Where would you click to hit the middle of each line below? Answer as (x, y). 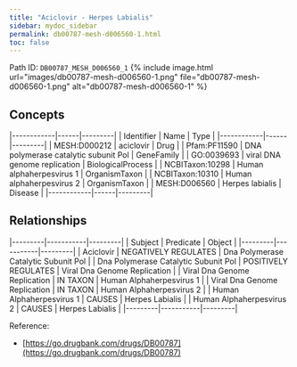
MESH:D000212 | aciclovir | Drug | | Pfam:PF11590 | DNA (157, 146)
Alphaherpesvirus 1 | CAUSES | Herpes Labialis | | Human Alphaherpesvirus (148, 298)
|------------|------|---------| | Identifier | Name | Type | (112, 136)
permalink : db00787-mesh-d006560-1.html (86, 34)
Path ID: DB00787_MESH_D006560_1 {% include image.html (111, 68)
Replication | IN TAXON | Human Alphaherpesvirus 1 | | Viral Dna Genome (144, 280)
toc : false (29, 42)
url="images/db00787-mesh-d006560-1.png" (94, 77)
